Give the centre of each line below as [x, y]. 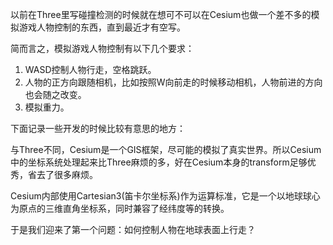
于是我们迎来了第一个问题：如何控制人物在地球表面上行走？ [133, 229]
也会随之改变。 [55, 94]
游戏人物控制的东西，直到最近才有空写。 [102, 27]
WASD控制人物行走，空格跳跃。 [90, 69]
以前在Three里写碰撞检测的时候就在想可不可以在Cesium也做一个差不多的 [161, 14]
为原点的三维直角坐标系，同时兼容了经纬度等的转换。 [120, 208]
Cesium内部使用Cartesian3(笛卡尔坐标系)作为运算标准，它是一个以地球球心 [165, 196]
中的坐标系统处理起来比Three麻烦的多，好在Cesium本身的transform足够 [159, 162]
